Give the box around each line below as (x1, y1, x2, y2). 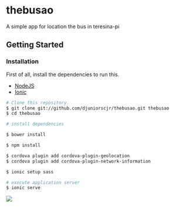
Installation (6, 57, 39, 66)
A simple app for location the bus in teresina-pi (6, 23, 120, 30)
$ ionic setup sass (6, 169, 54, 175)
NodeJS (14, 82, 35, 89)
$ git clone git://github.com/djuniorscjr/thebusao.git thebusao (6, 105, 169, 111)
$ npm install (6, 142, 41, 148)
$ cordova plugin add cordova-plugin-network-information (6, 158, 151, 164)
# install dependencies (6, 121, 65, 127)
